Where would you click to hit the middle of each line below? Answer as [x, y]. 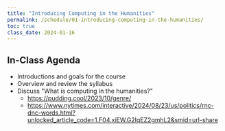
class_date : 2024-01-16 [41, 32]
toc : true [21, 26]
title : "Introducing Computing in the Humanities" [81, 13]
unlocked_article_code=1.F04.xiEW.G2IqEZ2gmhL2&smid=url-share [122, 120]
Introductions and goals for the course [71, 76]
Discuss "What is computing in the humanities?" [85, 91]
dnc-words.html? [51, 113]
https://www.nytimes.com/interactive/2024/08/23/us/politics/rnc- [120, 106]
